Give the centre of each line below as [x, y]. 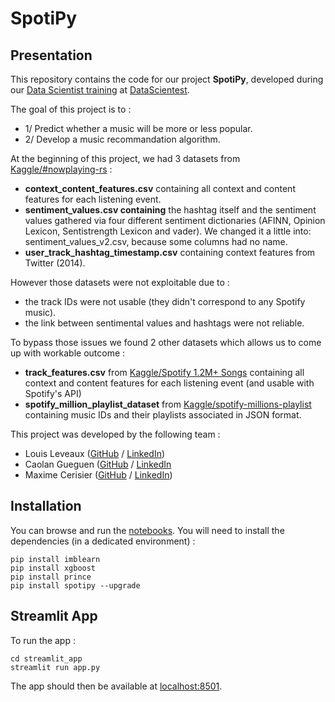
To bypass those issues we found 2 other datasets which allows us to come [166, 342]
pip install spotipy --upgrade [75, 585]
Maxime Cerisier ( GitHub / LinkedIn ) [98, 475]
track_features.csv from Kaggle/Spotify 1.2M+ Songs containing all [164, 372]
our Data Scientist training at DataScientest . [100, 90]
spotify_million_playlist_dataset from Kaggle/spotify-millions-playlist [168, 404]
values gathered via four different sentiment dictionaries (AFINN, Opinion [175, 220]
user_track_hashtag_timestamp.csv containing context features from [170, 252]
